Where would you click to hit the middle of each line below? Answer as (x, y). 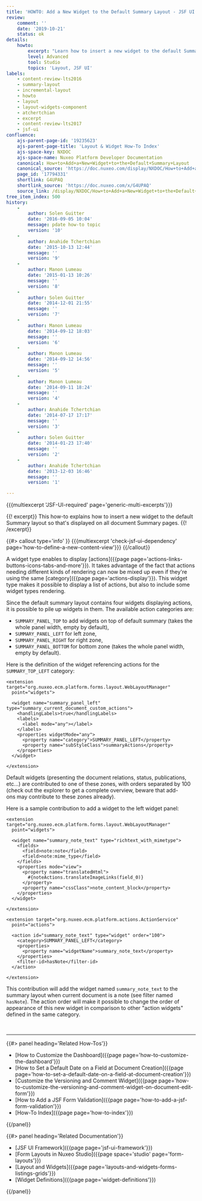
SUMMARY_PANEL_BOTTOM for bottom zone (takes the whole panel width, (100, 647)
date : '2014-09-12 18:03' (60, 331)
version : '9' (44, 259)
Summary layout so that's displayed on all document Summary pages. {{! (96, 523)
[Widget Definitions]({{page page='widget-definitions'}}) (85, 1180)
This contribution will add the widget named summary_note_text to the (92, 989)
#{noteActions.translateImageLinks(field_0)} (86, 877)
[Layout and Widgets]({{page (51, 1167)
